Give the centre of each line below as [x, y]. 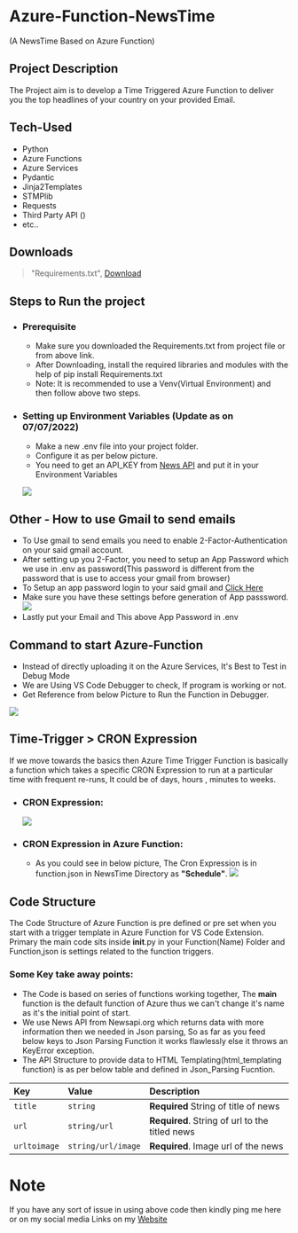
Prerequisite [49, 326]
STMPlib [37, 196]
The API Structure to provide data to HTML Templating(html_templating [152, 1060]
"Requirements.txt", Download [86, 273]
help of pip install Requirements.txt [99, 374]
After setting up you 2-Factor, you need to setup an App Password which [155, 560]
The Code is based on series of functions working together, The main [149, 993]
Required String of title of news [215, 1106]
